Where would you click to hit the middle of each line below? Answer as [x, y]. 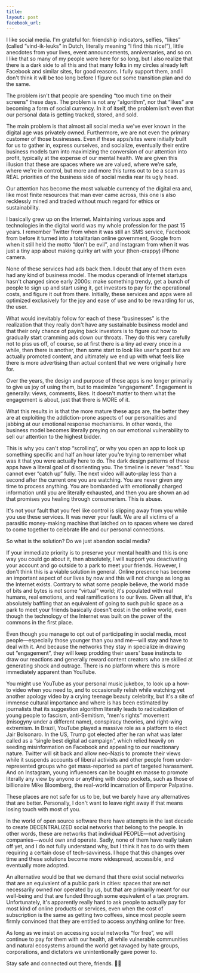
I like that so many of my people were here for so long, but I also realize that [99, 59]
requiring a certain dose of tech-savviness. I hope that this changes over [96, 853]
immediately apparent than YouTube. [51, 672]
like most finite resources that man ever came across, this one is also [91, 195]
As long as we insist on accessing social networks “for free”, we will [90, 933]
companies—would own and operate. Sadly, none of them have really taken [99, 840]
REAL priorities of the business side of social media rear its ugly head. [92, 177]
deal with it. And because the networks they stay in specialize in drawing [96, 647]
